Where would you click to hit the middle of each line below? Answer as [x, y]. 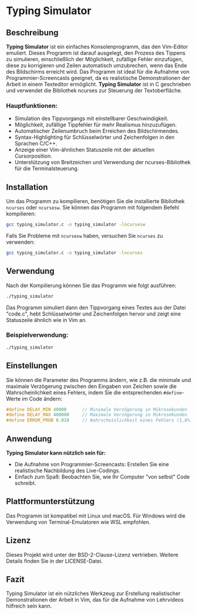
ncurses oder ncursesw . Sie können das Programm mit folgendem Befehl [93, 208]
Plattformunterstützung [50, 502]
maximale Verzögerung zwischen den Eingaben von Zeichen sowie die [91, 386]
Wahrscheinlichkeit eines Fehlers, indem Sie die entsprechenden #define [94, 392]
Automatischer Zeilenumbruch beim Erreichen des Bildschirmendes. [97, 131]
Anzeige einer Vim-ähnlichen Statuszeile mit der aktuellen [84, 150]
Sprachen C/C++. [36, 144]
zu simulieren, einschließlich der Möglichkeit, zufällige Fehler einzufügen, [95, 59]
